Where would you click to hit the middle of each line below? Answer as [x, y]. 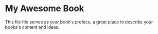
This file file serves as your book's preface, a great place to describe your [79, 22]
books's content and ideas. [32, 27]
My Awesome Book [44, 8]
